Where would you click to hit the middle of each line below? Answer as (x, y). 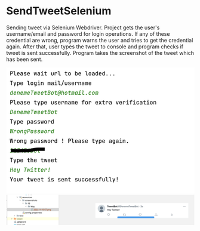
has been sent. (24, 59)
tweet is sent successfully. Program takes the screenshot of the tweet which (100, 53)
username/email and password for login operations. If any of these (88, 33)
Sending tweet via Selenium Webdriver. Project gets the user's (83, 27)
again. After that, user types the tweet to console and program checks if (95, 47)
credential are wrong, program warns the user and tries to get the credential (100, 40)
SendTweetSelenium (59, 11)
